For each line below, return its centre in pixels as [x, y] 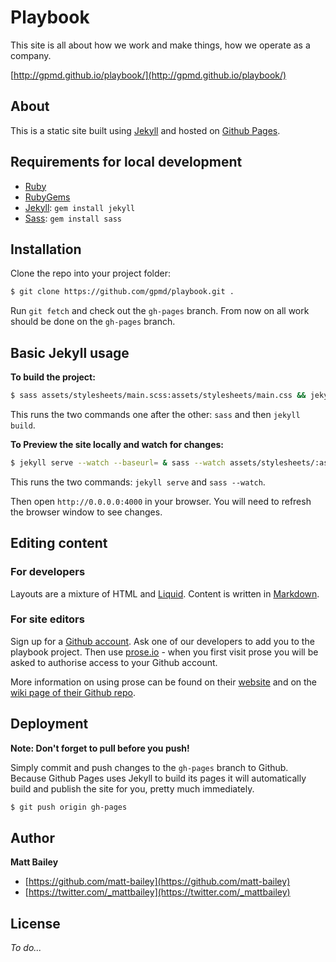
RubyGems [47, 197]
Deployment [49, 724]
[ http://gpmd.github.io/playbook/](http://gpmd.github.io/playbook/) [148, 75]
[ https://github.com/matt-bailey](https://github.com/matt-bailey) [157, 882]
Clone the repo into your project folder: [91, 273]
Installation [46, 249]
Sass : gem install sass [73, 218]
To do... [26, 948]
